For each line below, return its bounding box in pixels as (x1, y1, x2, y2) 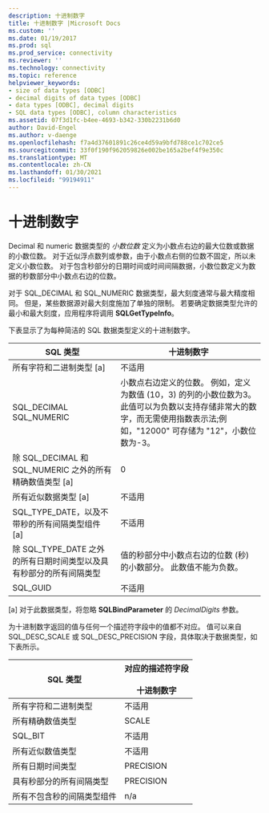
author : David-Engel (8, 124, 78, 132)
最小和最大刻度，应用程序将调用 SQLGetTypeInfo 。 (8, 308, 179, 318)
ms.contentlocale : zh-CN (8, 161, 91, 169)
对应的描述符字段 (124, 663, 190, 674)
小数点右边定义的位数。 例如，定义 (119, 376, 251, 388)
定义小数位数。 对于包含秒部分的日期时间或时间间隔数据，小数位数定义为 (8, 261, 249, 270)
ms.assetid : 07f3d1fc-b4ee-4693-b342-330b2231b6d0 (8, 116, 181, 124)
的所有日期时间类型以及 (12, 555, 102, 567)
